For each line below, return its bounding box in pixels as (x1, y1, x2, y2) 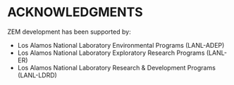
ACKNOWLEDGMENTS (7, 4, 143, 20)
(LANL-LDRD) (17, 71, 58, 79)
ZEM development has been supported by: (7, 27, 132, 36)
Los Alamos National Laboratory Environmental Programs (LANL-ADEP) (17, 41, 225, 49)
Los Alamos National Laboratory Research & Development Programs (17, 63, 216, 72)
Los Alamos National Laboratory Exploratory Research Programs (17, 48, 205, 57)
